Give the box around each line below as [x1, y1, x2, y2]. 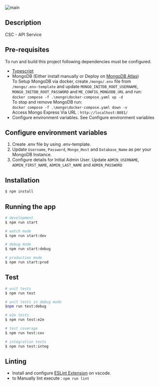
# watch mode [5, 228, 32, 233]
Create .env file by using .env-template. [12, 141, 91, 147]
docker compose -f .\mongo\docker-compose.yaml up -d [12, 95, 123, 100]
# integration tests [5, 339, 47, 344]
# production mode [5, 255, 42, 260]
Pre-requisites [5, 46, 49, 54]
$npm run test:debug [5, 304, 47, 309]
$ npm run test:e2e [5, 317, 45, 322]
